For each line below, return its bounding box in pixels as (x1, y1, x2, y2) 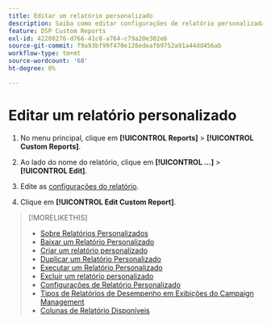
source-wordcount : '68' (8, 57, 89, 65)
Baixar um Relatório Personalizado (40, 237, 155, 246)
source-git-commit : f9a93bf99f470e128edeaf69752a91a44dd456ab (8, 42, 222, 50)
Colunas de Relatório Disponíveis (40, 305, 151, 315)
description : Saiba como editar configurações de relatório (8, 19, 215, 27)
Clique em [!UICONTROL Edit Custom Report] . (19, 197, 177, 207)
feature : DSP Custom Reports (8, 27, 106, 35)
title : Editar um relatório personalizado (8, 11, 153, 20)
